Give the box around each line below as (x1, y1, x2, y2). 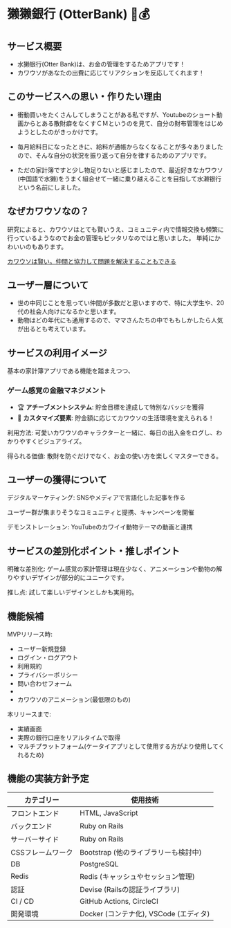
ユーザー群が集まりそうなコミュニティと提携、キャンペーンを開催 (7, 508, 195, 516)
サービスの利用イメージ (7, 347, 107, 358)
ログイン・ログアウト (17, 653, 78, 662)
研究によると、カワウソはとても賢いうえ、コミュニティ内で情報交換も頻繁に (7, 225, 225, 233)
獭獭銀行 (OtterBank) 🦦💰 (7, 6, 151, 22)
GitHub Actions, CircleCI (79, 896, 159, 906)
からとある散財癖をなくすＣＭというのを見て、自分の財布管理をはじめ (23, 119, 223, 127)
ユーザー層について (7, 280, 89, 291)
